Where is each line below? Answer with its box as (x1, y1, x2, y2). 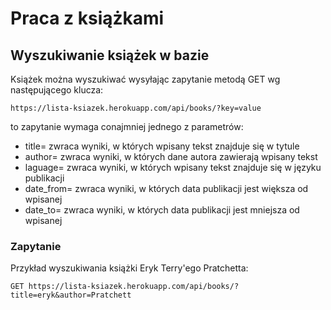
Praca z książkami (10, 7, 165, 30)
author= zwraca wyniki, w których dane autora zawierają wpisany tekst (24, 151, 318, 162)
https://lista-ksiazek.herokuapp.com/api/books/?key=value (10, 103, 262, 113)
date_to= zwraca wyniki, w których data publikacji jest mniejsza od (24, 204, 300, 216)
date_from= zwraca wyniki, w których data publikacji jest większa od (24, 183, 309, 194)
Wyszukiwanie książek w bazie (10, 47, 210, 64)
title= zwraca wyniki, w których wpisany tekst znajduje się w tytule (24, 140, 300, 152)
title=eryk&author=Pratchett (10, 290, 132, 301)
